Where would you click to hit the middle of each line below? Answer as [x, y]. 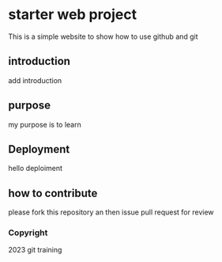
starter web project [72, 15]
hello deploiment [36, 169]
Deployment [39, 149]
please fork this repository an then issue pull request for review [111, 212]
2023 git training [35, 250]
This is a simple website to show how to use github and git [103, 36]
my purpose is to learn [45, 124]
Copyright [28, 233]
